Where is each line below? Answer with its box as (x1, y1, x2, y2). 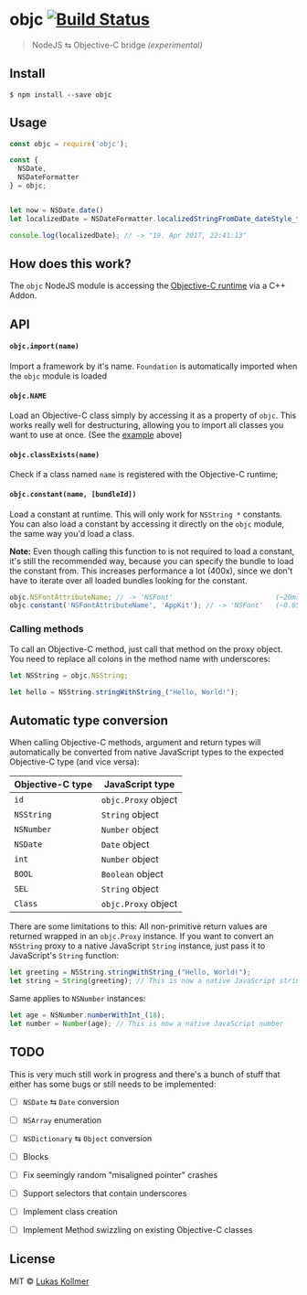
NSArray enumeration (22, 1114, 102, 1125)
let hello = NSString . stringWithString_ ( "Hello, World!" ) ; (9, 687, 239, 697)
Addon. (9, 290, 37, 301)
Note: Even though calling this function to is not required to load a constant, (9, 545, 295, 557)
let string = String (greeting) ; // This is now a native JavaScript (9, 977, 276, 986)
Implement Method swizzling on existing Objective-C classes (22, 1224, 253, 1235)
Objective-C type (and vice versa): (9, 756, 140, 767)
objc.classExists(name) (9, 450, 101, 459)
